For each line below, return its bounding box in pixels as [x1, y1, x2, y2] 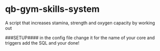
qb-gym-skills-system [5, 3, 100, 15]
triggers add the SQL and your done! [5, 40, 80, 46]
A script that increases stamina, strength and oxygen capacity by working [5, 20, 155, 26]
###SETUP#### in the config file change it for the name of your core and [5, 35, 155, 41]
